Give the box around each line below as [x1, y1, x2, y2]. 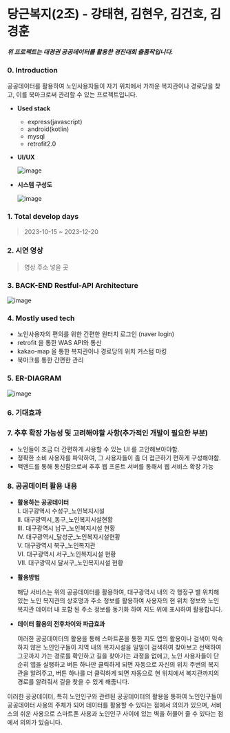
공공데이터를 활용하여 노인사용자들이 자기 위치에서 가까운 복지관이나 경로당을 [7, 82, 213, 90]
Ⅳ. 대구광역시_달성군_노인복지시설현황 [17, 533, 121, 541]
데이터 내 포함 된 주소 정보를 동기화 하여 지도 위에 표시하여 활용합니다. [35, 605, 223, 614]
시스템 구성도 [17, 181, 53, 189]
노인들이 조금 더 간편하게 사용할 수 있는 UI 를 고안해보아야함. [17, 444, 180, 453]
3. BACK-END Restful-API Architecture [7, 280, 139, 290]
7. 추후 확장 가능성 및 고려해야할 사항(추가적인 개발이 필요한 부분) [7, 428, 208, 438]
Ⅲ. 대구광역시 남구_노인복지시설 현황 [17, 524, 116, 532]
